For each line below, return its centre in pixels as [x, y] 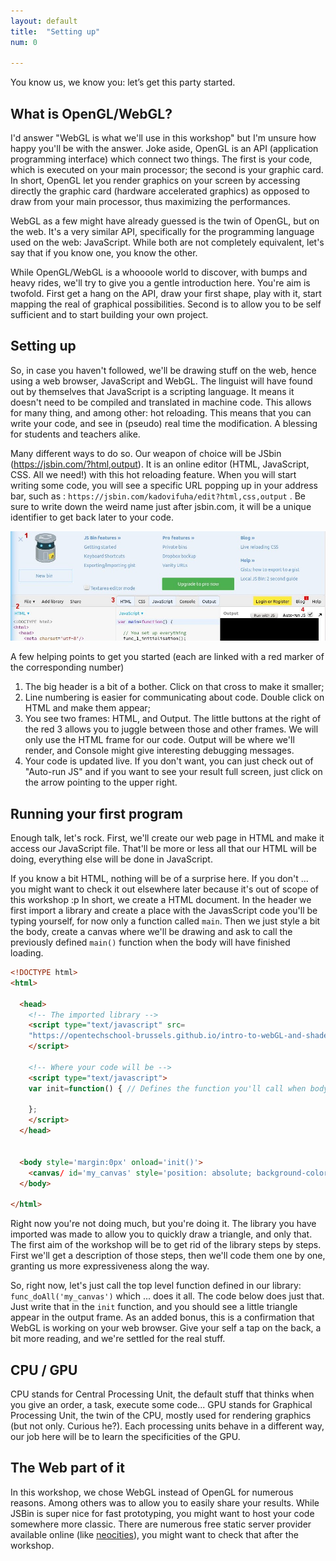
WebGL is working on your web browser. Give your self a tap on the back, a [166, 1328]
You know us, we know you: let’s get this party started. [123, 82]
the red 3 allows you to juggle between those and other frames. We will [171, 729]
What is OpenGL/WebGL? [91, 113]
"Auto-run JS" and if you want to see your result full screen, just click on [173, 772]
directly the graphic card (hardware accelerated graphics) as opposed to [160, 191]
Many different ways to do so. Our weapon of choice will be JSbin [146, 453]
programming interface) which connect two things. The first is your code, [161, 159]
